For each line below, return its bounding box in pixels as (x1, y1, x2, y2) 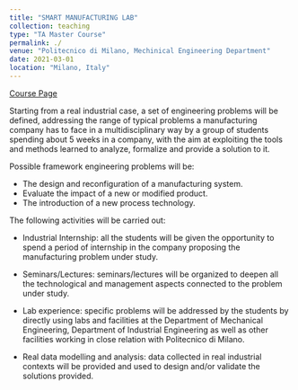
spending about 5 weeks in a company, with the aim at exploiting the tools (9, 134, 283, 145)
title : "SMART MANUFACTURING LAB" (9, 13, 139, 22)
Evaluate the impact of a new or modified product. (22, 188, 208, 199)
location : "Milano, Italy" (9, 64, 110, 73)
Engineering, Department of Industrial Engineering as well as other (22, 324, 269, 335)
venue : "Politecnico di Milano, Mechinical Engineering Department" (9, 47, 271, 56)
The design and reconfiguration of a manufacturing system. (22, 178, 243, 189)
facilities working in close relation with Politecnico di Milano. (22, 333, 245, 344)
